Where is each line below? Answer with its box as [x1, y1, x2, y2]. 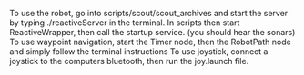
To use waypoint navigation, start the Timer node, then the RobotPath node [9, 36, 291, 47]
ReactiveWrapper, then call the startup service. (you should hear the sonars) [9, 27, 296, 37]
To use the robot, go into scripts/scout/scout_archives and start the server [9, 8, 289, 18]
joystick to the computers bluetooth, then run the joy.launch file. [9, 56, 249, 66]
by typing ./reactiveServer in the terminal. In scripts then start [9, 17, 240, 28]
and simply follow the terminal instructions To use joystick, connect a [9, 46, 269, 57]
